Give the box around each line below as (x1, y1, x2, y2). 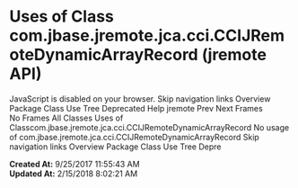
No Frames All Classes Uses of (9, 112, 124, 123)
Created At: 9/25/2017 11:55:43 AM (9, 158, 141, 169)
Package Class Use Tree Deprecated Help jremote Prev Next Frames (9, 103, 263, 113)
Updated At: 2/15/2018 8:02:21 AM (9, 168, 138, 179)
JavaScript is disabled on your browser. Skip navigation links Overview (9, 93, 271, 104)
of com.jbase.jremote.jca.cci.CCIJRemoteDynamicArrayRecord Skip (9, 131, 260, 142)
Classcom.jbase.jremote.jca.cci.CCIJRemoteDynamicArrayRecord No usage (9, 121, 290, 132)
